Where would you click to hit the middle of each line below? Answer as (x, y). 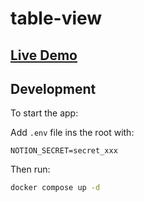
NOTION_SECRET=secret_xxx (64, 151)
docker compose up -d (55, 188)
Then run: (30, 169)
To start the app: (44, 113)
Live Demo (44, 55)
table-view (56, 18)
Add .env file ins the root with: (72, 133)
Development (53, 88)
